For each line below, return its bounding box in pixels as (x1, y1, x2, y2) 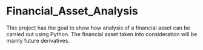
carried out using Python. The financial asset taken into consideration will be (6, 30, 198, 37)
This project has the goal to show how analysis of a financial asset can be (6, 24, 191, 31)
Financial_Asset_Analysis (6, 4, 138, 18)
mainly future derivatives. (6, 37, 70, 44)
